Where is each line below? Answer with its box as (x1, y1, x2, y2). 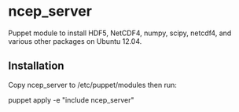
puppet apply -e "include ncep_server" (8, 95, 134, 104)
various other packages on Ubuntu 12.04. (8, 36, 142, 45)
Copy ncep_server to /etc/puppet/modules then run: (8, 80, 177, 89)
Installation (8, 60, 64, 73)
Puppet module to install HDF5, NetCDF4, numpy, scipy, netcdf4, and (8, 28, 232, 38)
